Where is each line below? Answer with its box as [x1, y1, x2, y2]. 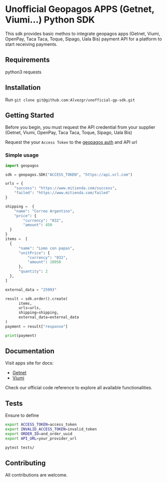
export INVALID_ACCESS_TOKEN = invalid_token [5, 427, 97, 432]
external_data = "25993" [5, 287, 57, 292]
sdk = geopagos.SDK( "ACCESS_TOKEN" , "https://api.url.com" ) [5, 172, 133, 177]
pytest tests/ [5, 445, 35, 450]
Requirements [5, 56, 50, 64]
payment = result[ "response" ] [5, 324, 68, 329]
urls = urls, [18, 305, 41, 310]
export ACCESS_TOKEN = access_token [5, 422, 77, 427]
